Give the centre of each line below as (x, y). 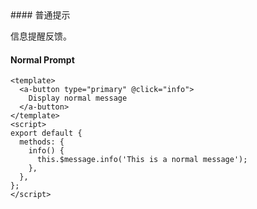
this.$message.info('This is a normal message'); (142, 160)
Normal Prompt (42, 59)
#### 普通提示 (40, 15)
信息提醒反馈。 (41, 36)
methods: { (42, 142)
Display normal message (78, 98)
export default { (46, 133)
